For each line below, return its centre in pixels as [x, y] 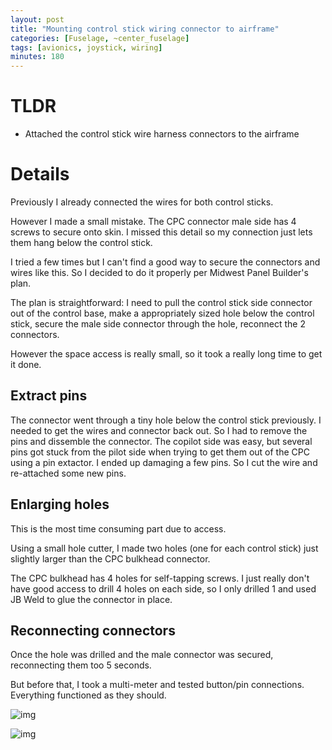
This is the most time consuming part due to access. [118, 528]
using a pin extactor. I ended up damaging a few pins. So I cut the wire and [164, 462]
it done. [26, 364]
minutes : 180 [37, 57]
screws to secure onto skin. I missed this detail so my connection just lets [161, 232]
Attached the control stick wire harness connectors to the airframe [162, 134]
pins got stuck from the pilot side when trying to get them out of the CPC [160, 452]
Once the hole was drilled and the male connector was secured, [142, 655]
